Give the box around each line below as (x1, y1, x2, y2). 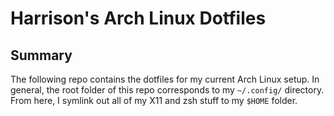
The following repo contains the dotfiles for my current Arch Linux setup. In (10, 73, 320, 85)
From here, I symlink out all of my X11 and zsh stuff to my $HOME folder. (10, 95, 298, 106)
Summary (10, 47, 73, 64)
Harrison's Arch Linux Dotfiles (10, 7, 267, 30)
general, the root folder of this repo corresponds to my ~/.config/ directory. (10, 84, 325, 96)
